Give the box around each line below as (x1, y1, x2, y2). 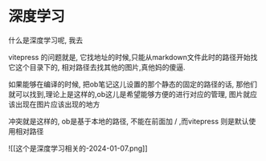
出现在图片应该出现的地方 (14, 99, 100, 109)
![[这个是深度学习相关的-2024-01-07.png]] (8, 143, 148, 153)
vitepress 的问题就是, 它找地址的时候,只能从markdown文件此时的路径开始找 (8, 52, 258, 62)
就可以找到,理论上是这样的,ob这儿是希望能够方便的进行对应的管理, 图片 (8, 89, 243, 99)
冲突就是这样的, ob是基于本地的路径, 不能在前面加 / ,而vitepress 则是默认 (8, 116, 249, 126)
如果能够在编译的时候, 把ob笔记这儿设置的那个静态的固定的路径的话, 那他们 (8, 79, 257, 89)
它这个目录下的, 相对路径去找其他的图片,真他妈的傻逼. (8, 62, 186, 72)
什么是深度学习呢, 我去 (8, 35, 83, 45)
